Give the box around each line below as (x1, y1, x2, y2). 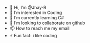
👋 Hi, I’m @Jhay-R (9, 5, 46, 10)
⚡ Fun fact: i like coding (9, 33, 57, 38)
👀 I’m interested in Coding (9, 10, 62, 15)
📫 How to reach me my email (9, 26, 70, 31)
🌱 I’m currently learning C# (9, 15, 64, 20)
